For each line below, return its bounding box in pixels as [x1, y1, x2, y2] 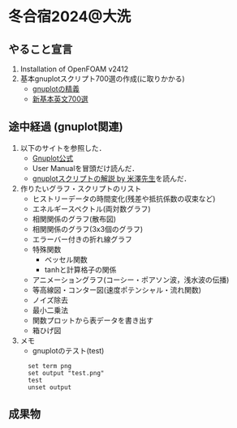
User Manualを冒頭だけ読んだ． [32, 163, 140, 173]
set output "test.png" [28, 369, 105, 377]
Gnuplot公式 [32, 153, 74, 163]
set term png [28, 362, 72, 370]
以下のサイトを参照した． [19, 143, 106, 152]
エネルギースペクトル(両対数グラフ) [32, 203, 152, 213]
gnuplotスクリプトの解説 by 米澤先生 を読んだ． [32, 173, 192, 183]
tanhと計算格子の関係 [44, 264, 117, 274]
